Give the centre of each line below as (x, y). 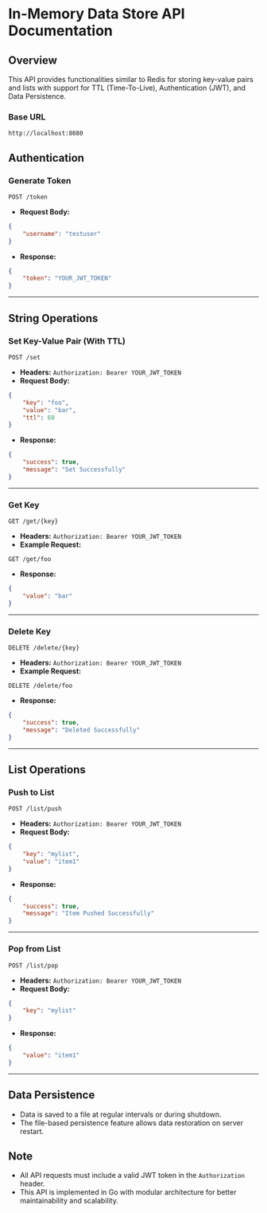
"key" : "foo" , (46, 402)
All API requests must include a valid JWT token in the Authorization (132, 1176)
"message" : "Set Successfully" (74, 470)
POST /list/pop (33, 965)
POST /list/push (35, 809)
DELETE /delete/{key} (44, 648)
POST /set (25, 357)
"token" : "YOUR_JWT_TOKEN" (67, 279)
